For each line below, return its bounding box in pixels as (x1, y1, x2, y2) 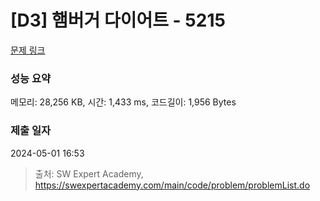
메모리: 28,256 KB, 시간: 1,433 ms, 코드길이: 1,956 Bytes (10, 96, 237, 108)
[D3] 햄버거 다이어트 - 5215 (10, 9, 226, 32)
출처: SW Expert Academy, (34, 167, 144, 180)
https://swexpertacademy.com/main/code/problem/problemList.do (34, 179, 311, 191)
